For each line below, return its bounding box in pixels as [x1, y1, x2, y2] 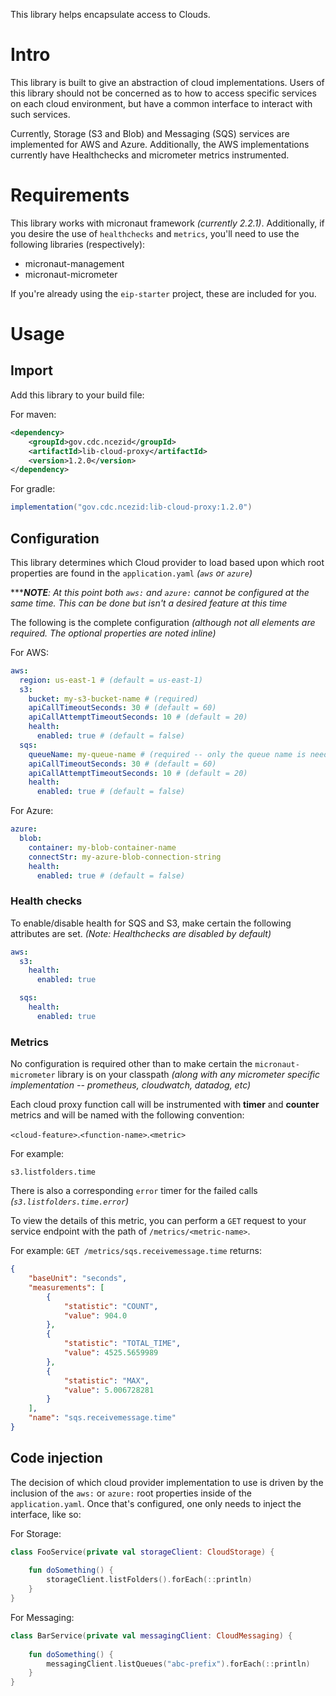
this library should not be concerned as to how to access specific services [10, 87, 317, 99]
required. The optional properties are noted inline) [10, 627, 217, 639]
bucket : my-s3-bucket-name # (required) [28, 694, 199, 704]
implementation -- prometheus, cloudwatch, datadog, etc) [10, 1079, 252, 1091]
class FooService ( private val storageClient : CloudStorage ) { [10, 1547, 275, 1557]
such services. [10, 108, 71, 120]
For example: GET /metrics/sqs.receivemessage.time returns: [10, 1245, 262, 1257]
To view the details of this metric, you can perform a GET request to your [10, 1215, 307, 1227]
